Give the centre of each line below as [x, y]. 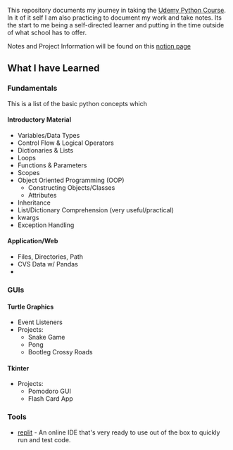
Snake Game [46, 337]
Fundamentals [32, 89]
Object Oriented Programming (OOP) [71, 180]
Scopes [29, 172]
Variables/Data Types [49, 135]
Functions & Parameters [52, 165]
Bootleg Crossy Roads [60, 352]
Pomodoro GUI [50, 391]
